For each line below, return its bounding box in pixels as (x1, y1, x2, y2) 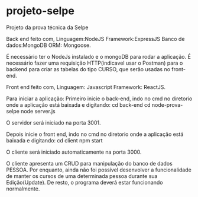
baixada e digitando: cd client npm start (6, 136, 103, 144)
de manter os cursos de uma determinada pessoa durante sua (6, 172, 158, 179)
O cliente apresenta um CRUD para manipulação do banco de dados (6, 160, 173, 167)
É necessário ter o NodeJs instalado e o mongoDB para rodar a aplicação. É (6, 53, 191, 60)
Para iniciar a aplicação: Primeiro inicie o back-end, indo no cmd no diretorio (6, 95, 193, 102)
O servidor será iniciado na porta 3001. (6, 119, 101, 126)
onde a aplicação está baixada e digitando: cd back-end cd (6, 101, 151, 108)
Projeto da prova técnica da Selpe (6, 24, 89, 31)
